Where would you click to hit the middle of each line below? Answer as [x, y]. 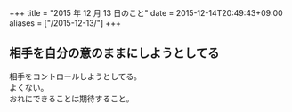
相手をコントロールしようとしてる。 [76, 76]
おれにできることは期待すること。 [72, 98]
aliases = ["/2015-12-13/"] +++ [65, 23]
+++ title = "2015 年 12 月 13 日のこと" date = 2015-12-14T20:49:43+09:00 [146, 13]
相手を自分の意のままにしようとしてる [114, 53]
